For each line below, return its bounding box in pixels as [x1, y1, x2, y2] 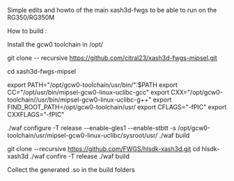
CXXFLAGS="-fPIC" [7, 111, 65, 118]
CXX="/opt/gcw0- [170, 88, 223, 96]
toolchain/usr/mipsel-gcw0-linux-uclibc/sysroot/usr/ [7, 132, 158, 139]
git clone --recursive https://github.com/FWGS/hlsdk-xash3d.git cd [7, 145, 201, 152]
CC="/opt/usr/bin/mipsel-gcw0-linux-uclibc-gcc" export [7, 88, 169, 96]
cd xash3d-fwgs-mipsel [7, 68, 77, 75]
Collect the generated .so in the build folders [7, 166, 135, 173]
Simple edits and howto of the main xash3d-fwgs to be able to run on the [7, 6, 217, 14]
